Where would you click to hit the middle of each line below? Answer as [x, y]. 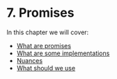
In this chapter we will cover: [48, 32]
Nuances [30, 60]
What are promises [44, 45]
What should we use [46, 68]
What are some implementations [63, 53]
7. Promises [40, 13]
